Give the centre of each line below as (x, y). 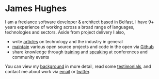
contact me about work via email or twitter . (48, 71)
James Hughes (36, 8)
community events (31, 57)
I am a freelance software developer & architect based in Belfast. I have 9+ (79, 22)
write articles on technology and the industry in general (67, 41)
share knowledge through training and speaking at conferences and (80, 52)
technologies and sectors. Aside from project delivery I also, (65, 32)
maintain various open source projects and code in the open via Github (83, 47)
